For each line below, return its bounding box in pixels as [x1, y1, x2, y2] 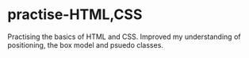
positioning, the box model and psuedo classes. [7, 40, 164, 49]
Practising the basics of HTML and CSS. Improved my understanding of [7, 32, 241, 41]
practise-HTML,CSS [7, 6, 143, 24]
